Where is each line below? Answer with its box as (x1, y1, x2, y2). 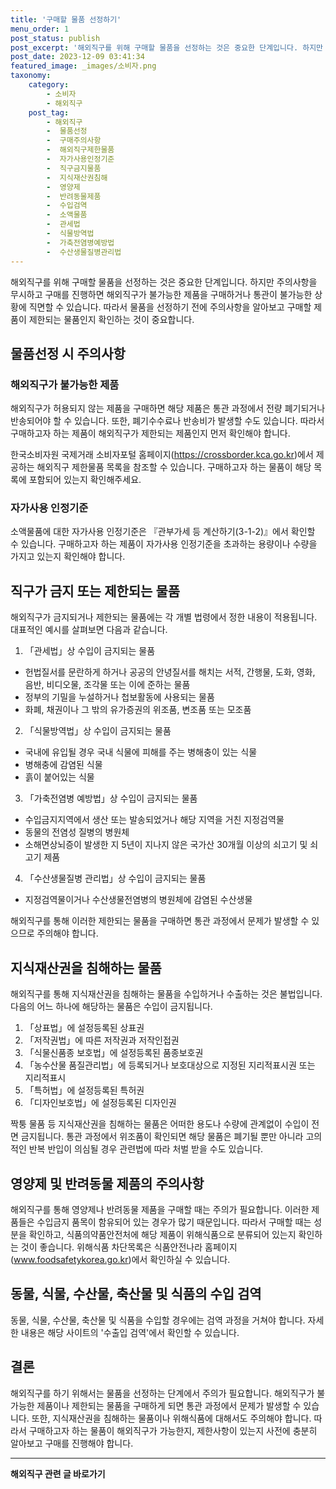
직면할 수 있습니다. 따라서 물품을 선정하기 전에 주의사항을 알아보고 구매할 (28, 301, 312, 313)
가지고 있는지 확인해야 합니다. (10, 551, 126, 563)
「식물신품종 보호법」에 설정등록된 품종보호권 (24, 1047, 204, 1059)
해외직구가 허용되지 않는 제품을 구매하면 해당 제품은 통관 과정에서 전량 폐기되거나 (10, 402, 326, 415)
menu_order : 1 (10, 24, 70, 34)
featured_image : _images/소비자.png (10, 61, 157, 71)
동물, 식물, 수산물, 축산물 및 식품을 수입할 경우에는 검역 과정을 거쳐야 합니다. (10, 1314, 306, 1326)
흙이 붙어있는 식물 (24, 771, 95, 783)
